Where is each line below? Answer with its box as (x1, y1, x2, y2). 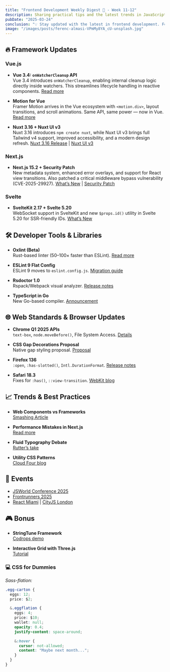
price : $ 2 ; (10, 596, 33, 602)
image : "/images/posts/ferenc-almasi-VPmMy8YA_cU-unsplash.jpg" (5, 26, 144, 31)
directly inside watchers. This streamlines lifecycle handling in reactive (12, 82, 160, 89)
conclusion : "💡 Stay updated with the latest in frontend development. (5, 21, 160, 27)
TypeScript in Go (12, 293, 49, 299)
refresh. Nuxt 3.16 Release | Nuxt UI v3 (12, 140, 94, 146)
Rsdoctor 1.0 (12, 277, 40, 283)
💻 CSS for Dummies (5, 564, 56, 571)
